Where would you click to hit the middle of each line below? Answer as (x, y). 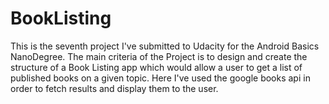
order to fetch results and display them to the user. (114, 88)
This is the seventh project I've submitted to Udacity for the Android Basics (165, 46)
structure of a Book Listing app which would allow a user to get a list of (156, 67)
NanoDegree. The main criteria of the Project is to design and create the (159, 56)
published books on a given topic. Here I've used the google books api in (160, 78)
